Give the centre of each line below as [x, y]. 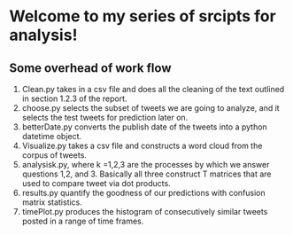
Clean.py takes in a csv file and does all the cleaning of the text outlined [153, 89]
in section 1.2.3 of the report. [74, 98]
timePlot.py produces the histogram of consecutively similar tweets [145, 211]
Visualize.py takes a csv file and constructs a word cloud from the [142, 145]
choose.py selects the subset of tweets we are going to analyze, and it [151, 108]
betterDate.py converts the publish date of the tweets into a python [144, 127]
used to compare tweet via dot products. [96, 183]
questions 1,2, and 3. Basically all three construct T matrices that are [146, 174]
